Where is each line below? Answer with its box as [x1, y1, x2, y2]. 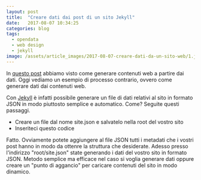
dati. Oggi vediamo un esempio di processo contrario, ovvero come [6, 76, 172, 83]
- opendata [11, 36, 39, 42]
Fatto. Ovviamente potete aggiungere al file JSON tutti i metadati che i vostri [6, 136, 194, 144]
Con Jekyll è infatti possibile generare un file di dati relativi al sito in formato [6, 94, 193, 101]
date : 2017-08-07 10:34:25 [6, 20, 79, 26]
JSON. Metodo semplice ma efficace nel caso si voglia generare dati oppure [6, 155, 194, 162]
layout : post [6, 8, 39, 15]
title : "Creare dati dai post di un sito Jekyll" [6, 14, 135, 20]
